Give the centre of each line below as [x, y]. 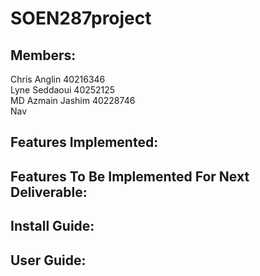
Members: [43, 55]
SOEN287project [81, 18]
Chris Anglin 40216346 [58, 79]
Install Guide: [52, 226]
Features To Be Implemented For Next [130, 176]
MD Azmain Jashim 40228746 [73, 100]
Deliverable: [49, 192]
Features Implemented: [84, 142]
